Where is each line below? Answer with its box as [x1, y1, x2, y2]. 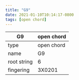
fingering [8, 67, 30, 74]
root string [8, 58, 33, 65]
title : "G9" [5, 7, 31, 13]
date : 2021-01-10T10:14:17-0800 [5, 12, 74, 17]
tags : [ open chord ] [5, 17, 47, 22]
